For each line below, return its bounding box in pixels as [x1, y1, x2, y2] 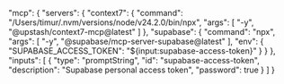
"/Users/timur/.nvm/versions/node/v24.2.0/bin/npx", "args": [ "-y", [8, 17, 254, 28]
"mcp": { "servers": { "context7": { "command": [8, 8, 183, 18]
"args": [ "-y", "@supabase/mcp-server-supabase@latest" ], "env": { [8, 36, 264, 46]
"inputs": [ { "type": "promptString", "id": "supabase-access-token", [8, 55, 260, 65]
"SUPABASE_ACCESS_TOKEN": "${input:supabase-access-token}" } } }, [8, 46, 276, 56]
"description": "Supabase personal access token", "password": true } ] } [8, 64, 276, 75]
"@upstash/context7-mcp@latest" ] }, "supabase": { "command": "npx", [8, 27, 276, 37]
